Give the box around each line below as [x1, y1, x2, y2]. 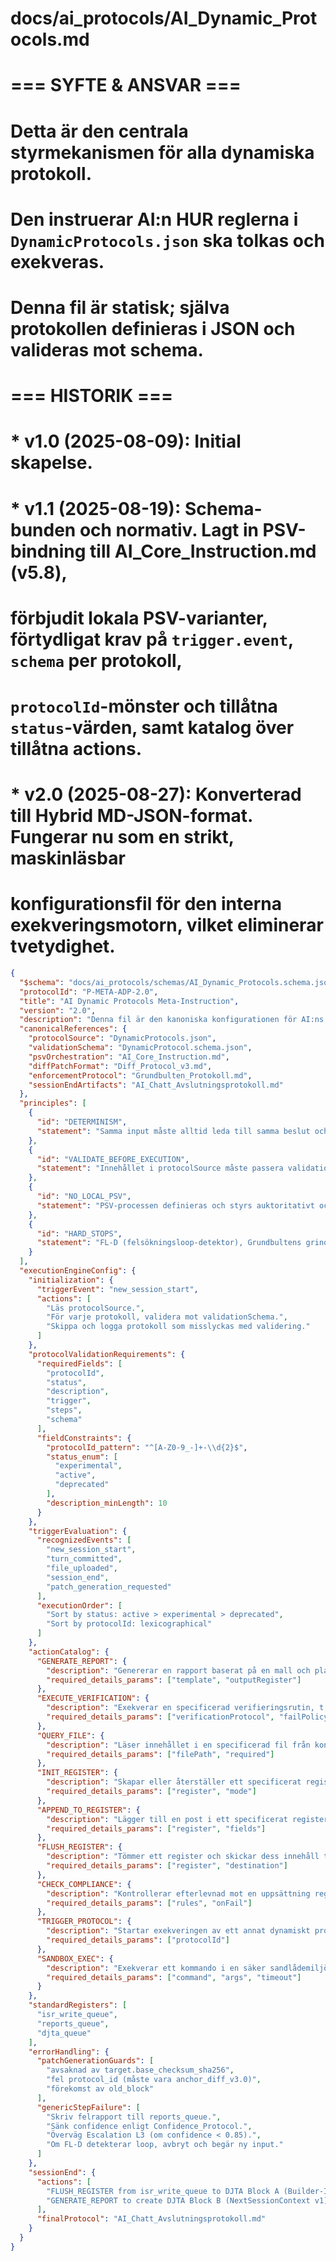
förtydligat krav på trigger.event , [10, 628, 294, 651]
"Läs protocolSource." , [46, 1303, 145, 1313]
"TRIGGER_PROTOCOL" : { [36, 1917, 132, 1927]
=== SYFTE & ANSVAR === [10, 74, 242, 97]
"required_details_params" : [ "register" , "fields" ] [46, 1823, 267, 1834]
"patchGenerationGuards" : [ [36, 2056, 155, 2066]
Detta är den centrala [10, 120, 189, 142]
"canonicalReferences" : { [19, 1024, 128, 1034]
